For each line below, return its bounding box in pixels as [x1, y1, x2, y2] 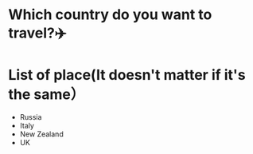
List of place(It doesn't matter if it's [8, 66, 246, 85]
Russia [19, 113, 42, 122]
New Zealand [19, 129, 64, 139]
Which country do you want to [8, 6, 212, 24]
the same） [8, 85, 85, 104]
